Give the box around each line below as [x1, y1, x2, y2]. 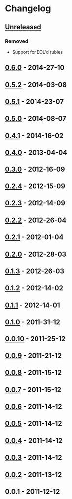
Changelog [5, 3, 51, 14]
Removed [5, 38, 29, 45]
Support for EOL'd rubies [12, 49, 63, 55]
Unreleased [5, 23, 42, 31]
